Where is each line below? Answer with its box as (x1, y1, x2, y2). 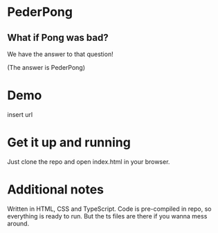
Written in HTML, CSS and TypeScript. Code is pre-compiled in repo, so (7, 205, 212, 213)
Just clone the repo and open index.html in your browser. (7, 157, 170, 166)
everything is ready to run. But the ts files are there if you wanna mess (7, 212, 208, 220)
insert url (7, 110, 33, 118)
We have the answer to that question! (7, 50, 113, 58)
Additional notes (7, 182, 105, 198)
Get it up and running (7, 135, 131, 151)
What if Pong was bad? (7, 32, 109, 44)
